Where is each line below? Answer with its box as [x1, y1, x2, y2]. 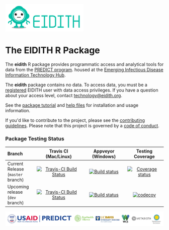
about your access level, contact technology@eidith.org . [5, 92, 122, 98]
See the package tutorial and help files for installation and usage [5, 102, 139, 108]
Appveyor [93, 148, 115, 154]
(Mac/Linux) [45, 153, 72, 160]
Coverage [134, 153, 155, 160]
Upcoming [7, 184, 29, 190]
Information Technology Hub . [5, 72, 66, 78]
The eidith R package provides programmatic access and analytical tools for [5, 61, 164, 67]
